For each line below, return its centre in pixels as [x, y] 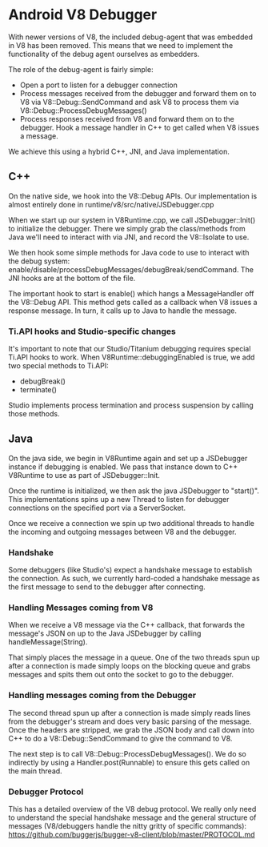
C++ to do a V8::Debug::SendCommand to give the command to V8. [120, 738]
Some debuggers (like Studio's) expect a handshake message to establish [130, 570]
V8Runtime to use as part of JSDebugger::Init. [84, 475]
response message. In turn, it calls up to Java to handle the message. [123, 311]
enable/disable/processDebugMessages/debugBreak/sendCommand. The [131, 269]
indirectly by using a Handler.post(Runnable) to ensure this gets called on [129, 762]
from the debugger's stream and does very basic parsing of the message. [130, 721]
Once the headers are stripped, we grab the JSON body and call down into [131, 729]
